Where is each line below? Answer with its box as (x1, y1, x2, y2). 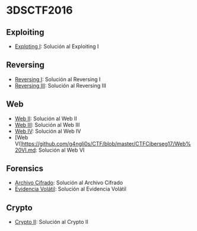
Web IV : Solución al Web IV (14, 127, 81, 134)
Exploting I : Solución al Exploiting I (14, 43, 99, 50)
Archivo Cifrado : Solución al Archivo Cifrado (14, 179, 123, 187)
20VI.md (14, 146, 36, 153)
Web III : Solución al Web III (14, 121, 80, 128)
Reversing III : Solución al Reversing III (14, 82, 107, 89)
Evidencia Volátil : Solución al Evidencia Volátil (14, 185, 126, 192)
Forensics (6, 163, 43, 174)
